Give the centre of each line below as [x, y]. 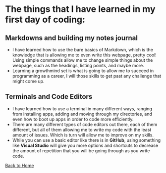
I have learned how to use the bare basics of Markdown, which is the [83, 50]
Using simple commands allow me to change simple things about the [83, 60]
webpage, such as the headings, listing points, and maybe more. [78, 65]
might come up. [28, 81]
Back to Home [20, 165]
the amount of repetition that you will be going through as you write [81, 151]
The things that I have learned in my [80, 9]
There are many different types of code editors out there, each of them [85, 124]
